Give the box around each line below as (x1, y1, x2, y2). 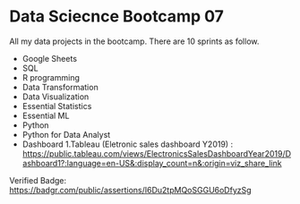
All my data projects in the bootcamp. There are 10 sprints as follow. (9, 36, 260, 47)
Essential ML (21, 110, 70, 121)
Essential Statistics (21, 100, 92, 111)
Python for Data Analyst (21, 129, 111, 140)
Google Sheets (21, 53, 78, 64)
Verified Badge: (9, 174, 67, 185)
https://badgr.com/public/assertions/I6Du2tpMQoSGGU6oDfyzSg (9, 184, 253, 195)
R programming (21, 72, 81, 82)
